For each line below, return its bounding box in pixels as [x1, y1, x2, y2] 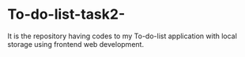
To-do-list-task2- [7, 5, 126, 23]
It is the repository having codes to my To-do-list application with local [7, 31, 238, 41]
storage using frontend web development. [7, 39, 144, 48]
